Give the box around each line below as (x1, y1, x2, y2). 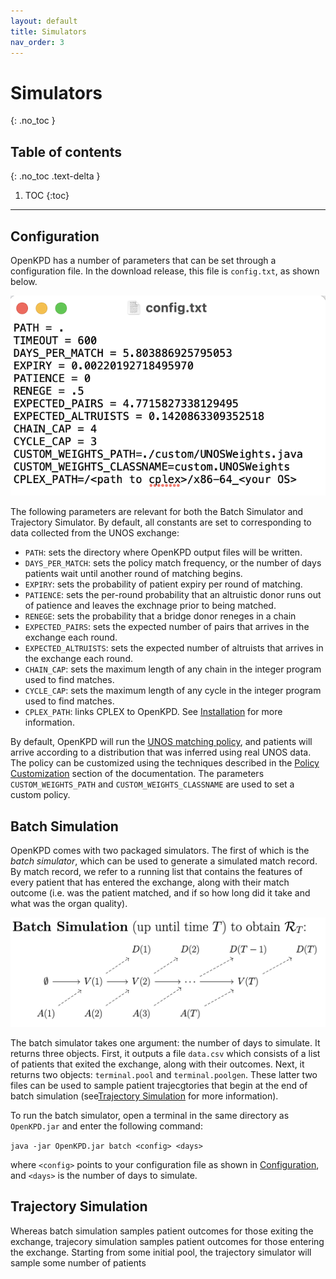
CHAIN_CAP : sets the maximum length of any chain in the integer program (24, 663, 322, 675)
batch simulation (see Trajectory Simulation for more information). (10, 1090, 279, 1102)
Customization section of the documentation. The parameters (10, 768, 265, 780)
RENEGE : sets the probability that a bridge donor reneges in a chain (24, 610, 297, 622)
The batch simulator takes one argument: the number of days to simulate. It (10, 1036, 321, 1049)
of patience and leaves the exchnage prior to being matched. (24, 600, 277, 612)
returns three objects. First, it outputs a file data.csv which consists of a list (10, 1047, 321, 1059)
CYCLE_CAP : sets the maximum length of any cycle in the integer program (24, 685, 322, 697)
